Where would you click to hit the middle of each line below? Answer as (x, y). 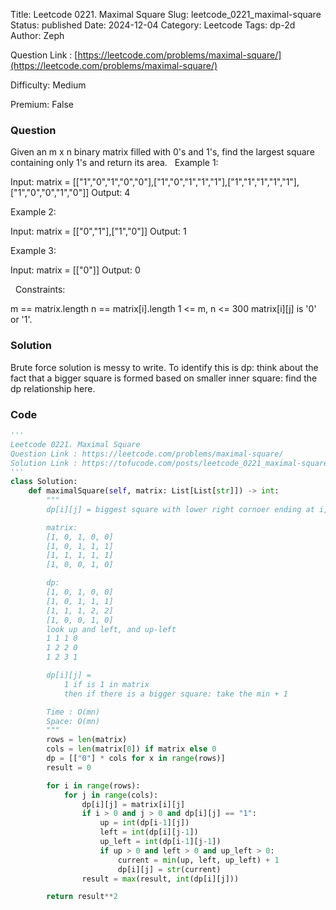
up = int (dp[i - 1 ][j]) (144, 823)
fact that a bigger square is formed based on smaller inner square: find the (164, 378)
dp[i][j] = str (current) (169, 869)
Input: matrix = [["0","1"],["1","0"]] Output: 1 (98, 231)
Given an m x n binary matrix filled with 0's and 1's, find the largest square (162, 152)
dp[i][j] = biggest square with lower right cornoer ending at (180, 509)
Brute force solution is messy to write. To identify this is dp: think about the (164, 367)
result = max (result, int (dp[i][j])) (160, 879)
